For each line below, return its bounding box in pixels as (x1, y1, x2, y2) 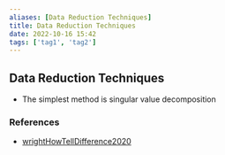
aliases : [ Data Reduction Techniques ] (9, 12, 152, 22)
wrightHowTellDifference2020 (21, 136, 132, 147)
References (9, 116, 60, 128)
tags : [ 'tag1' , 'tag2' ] (9, 37, 97, 47)
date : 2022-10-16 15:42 (9, 29, 97, 38)
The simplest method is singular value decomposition (21, 94, 216, 105)
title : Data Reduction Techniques (9, 21, 137, 30)
